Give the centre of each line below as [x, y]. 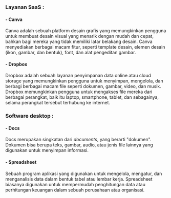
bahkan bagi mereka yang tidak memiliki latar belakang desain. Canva [79, 41]
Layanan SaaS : [25, 7]
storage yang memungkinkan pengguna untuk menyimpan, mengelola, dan [84, 81]
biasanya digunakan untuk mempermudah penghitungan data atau [76, 184]
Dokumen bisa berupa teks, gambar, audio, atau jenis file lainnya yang [79, 145]
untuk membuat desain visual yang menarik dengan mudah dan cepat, [79, 36]
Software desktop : [29, 116]
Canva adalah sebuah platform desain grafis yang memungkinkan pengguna [86, 31]
